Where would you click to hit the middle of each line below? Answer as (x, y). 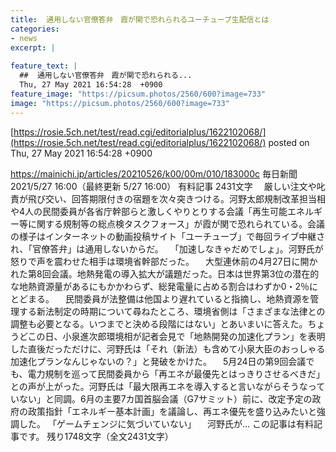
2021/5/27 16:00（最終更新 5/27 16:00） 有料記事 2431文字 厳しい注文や (163, 186)
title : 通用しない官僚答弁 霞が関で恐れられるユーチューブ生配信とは (140, 19)
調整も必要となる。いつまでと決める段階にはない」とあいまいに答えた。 (159, 323)
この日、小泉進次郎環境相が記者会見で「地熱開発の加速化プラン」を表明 (176, 336)
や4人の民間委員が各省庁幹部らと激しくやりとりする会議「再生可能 (149, 211)
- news (24, 38)
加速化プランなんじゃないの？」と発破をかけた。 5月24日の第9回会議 (158, 361)
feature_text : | (44, 66)
